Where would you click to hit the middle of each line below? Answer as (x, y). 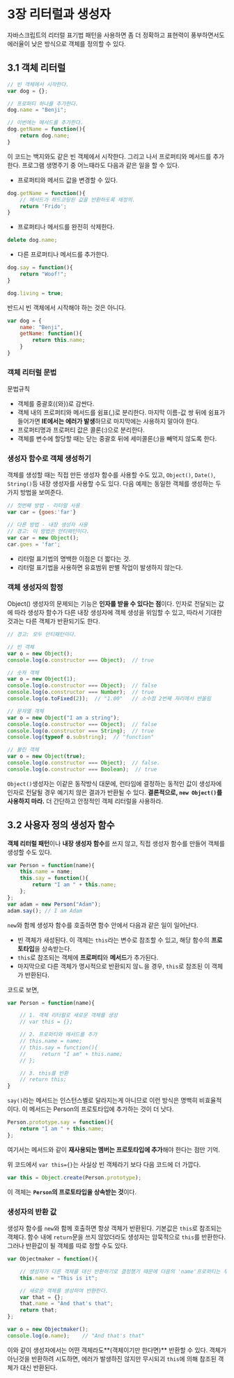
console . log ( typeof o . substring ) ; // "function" (81, 737)
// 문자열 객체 (25, 711)
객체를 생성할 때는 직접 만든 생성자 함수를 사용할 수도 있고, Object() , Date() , (111, 475)
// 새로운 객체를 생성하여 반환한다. (64, 1291)
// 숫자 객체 (23, 673)
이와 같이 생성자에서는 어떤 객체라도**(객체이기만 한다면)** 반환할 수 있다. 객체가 (117, 1350)
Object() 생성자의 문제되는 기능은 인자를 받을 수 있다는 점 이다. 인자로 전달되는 (112, 604)
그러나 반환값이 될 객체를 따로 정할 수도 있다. (68, 1246)
